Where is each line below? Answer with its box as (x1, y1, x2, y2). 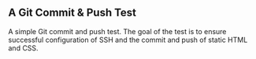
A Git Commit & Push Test (8, 6, 136, 19)
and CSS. (8, 43, 39, 53)
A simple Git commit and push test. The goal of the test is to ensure (8, 26, 227, 36)
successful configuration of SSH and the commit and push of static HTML (8, 35, 248, 44)
